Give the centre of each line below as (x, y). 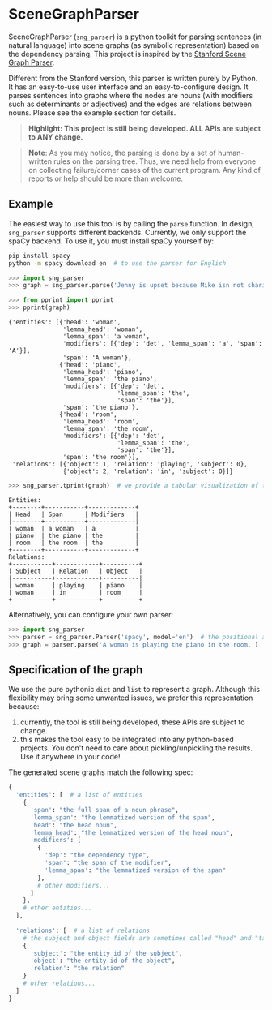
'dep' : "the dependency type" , (97, 855)
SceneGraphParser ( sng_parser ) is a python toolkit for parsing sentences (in (135, 37)
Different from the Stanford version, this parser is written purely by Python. (133, 78)
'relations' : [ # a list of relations (83, 930)
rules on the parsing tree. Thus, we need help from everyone (155, 161)
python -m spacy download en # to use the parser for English (117, 263)
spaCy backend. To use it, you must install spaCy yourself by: (111, 241)
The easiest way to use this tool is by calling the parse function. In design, (132, 223)
